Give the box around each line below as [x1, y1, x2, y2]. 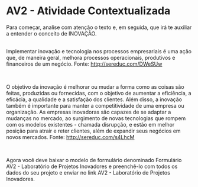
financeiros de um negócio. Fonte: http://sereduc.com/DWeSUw [6, 60, 163, 67]
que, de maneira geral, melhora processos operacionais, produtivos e [6, 54, 176, 61]
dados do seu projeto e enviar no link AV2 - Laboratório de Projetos [6, 169, 170, 176]
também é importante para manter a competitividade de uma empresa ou [6, 102, 184, 109]
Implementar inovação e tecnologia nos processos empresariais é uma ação [6, 47, 192, 54]
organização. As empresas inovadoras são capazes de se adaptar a [6, 108, 171, 115]
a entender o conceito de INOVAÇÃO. [6, 30, 97, 37]
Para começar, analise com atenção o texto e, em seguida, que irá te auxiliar [6, 24, 192, 31]
